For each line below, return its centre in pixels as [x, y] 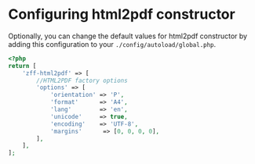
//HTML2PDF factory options [82, 80]
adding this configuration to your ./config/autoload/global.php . [112, 44]
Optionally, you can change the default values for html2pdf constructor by [128, 36]
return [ [22, 66]
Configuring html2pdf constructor [122, 14]
